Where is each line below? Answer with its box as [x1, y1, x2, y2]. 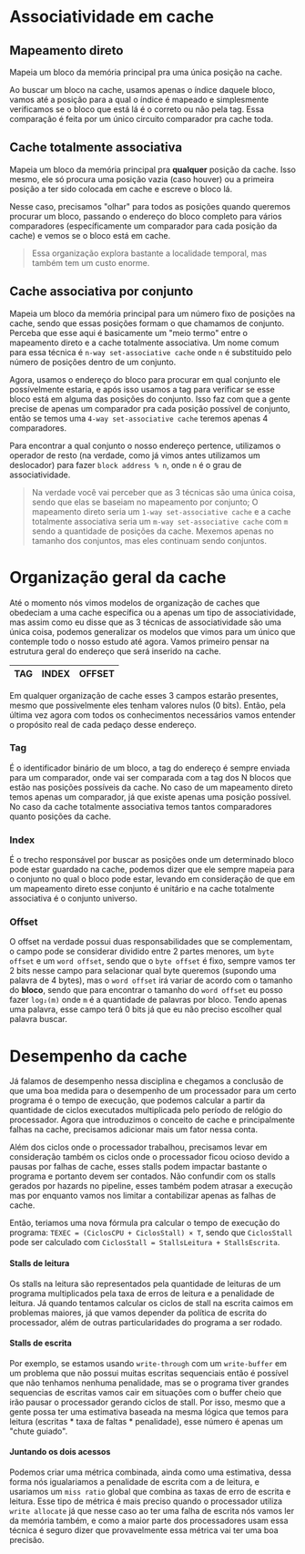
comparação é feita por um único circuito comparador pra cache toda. [9, 114, 274, 124]
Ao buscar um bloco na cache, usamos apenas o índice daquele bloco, [9, 85, 276, 95]
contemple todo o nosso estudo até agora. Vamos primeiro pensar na [9, 636, 270, 647]
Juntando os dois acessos [9, 1447, 111, 1457]
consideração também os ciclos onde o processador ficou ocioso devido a [9, 1151, 290, 1162]
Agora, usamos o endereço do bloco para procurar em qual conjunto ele [9, 373, 280, 384]
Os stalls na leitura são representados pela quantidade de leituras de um [9, 1278, 281, 1289]
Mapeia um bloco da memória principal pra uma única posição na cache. [9, 66, 283, 77]
